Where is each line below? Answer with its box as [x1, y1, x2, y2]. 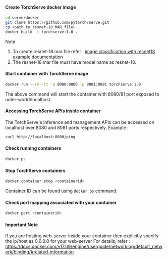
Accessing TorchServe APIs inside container [5, 108, 101, 114]
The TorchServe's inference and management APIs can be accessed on [5, 119, 155, 125]
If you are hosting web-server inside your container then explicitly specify [5, 233, 159, 239]
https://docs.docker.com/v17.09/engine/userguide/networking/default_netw [5, 243, 163, 250]
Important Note [5, 222, 38, 228]
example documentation [12, 54, 63, 60]
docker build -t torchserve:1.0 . [5, 29, 78, 34]
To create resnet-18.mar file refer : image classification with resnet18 [12, 48, 155, 54]
